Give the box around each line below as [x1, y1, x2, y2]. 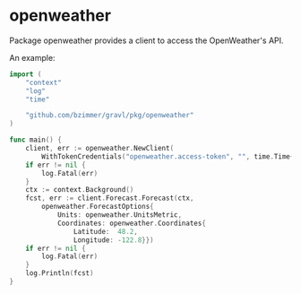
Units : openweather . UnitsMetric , [56, 211, 182, 220]
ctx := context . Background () [25, 186, 134, 195]
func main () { [9, 135, 63, 144]
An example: [9, 52, 56, 63]
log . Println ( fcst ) [25, 269, 94, 278]
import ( [9, 69, 42, 79]
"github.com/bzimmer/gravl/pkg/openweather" [25, 111, 194, 120]
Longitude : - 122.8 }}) [73, 235, 154, 245]
